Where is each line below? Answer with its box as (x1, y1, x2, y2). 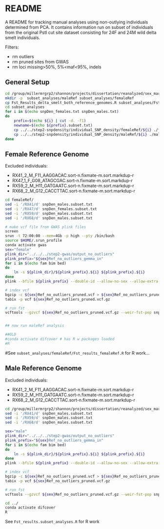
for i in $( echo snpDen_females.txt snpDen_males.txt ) (5, 109, 119, 114)
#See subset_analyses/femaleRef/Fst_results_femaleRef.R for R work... (5, 350, 150, 356)
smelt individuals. (5, 35, 41, 41)
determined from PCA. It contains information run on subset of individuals (5, 24, 153, 30)
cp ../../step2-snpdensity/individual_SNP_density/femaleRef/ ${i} (14, 127, 152, 132)
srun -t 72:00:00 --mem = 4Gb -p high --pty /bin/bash (5, 233, 115, 238)
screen (5, 229, 19, 234)
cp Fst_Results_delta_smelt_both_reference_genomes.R (5, 100, 117, 105)
